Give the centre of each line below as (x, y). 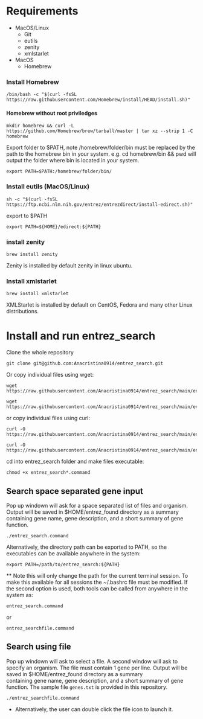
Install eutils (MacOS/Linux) (48, 187)
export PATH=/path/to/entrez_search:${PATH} (63, 565)
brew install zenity (32, 255)
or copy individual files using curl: (48, 418)
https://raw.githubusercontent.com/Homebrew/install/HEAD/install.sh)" (98, 100)
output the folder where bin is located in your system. (73, 161)
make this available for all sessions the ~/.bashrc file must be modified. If (97, 582)
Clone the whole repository (40, 353)
